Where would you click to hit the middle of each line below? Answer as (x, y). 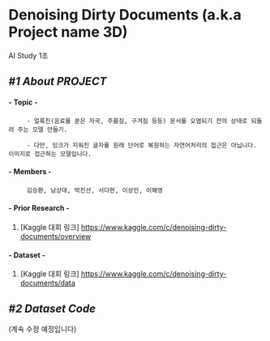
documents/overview (56, 236)
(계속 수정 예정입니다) (43, 329)
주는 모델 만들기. (43, 130)
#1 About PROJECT (58, 81)
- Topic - (23, 102)
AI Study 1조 (28, 55)
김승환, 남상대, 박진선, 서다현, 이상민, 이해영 (95, 190)
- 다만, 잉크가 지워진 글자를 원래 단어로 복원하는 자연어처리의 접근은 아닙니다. (141, 145)
